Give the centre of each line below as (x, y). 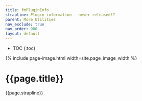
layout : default (22, 34)
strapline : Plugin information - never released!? (60, 15)
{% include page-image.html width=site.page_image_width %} (71, 58)
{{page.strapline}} (24, 93)
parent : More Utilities (31, 19)
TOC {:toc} (24, 48)
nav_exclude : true (25, 24)
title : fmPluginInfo (27, 10)
